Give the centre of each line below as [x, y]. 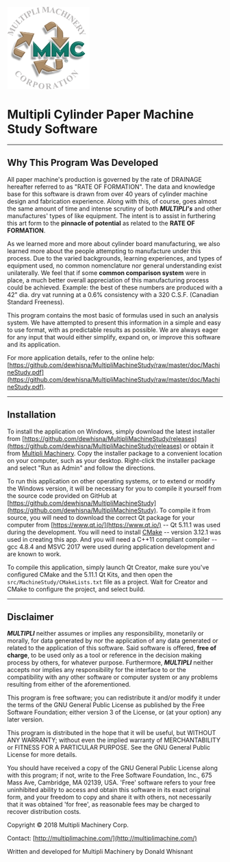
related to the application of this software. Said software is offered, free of [112, 648]
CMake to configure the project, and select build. [76, 589]
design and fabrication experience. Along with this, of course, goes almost [112, 201]
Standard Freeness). [36, 302]
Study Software [52, 129]
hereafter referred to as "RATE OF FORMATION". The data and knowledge [111, 187]
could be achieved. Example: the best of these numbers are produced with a [115, 287]
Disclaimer [30, 617]
